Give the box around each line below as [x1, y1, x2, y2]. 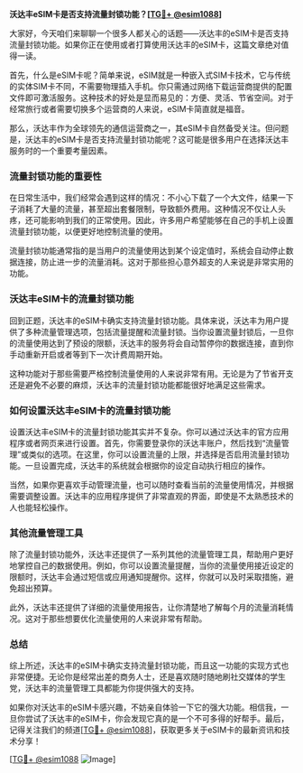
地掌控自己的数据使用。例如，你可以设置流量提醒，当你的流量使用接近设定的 [9, 560, 294, 572]
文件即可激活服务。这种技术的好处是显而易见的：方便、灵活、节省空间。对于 [9, 92, 294, 103]
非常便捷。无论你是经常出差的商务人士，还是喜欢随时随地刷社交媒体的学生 [9, 672, 286, 683]
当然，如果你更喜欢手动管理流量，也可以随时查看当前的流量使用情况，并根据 [9, 479, 294, 490]
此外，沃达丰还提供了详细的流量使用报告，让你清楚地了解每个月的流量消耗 [9, 602, 286, 613]
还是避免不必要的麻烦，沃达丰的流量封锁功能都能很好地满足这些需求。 [9, 379, 271, 390]
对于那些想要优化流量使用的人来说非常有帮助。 [32, 613, 207, 624]
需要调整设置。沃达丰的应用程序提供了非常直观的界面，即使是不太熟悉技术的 [9, 490, 294, 501]
